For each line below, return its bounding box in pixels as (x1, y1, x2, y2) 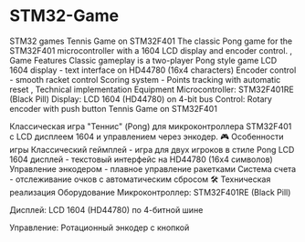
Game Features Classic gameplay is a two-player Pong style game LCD (9, 55, 278, 66)
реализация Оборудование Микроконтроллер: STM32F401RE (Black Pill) (9, 187, 291, 197)
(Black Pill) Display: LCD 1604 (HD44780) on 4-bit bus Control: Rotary (9, 93, 272, 105)
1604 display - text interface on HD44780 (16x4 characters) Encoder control (9, 65, 297, 76)
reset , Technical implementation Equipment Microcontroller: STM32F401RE (9, 84, 294, 95)
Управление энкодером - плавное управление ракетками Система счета (9, 163, 297, 174)
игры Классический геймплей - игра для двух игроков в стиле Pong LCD (9, 144, 295, 155)
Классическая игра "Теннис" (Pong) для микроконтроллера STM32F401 (9, 120, 292, 132)
